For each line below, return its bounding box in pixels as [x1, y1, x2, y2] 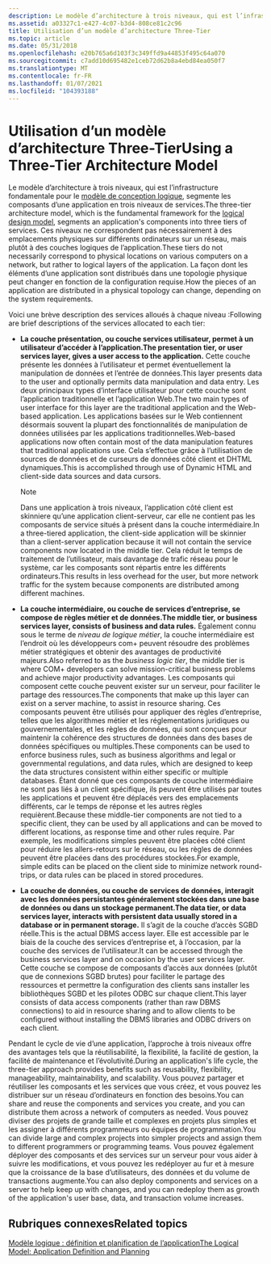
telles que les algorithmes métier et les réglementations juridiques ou [19, 716, 250, 725]
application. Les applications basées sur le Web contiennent [43, 411, 244, 421]
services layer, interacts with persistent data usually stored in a [19, 912, 238, 922]
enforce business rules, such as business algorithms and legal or [19, 750, 236, 760]
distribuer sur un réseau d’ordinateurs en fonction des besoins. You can [8, 1090, 244, 1100]
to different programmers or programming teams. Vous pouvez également [8, 1142, 254, 1152]
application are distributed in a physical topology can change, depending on [8, 286, 261, 296]
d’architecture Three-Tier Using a [8, 139, 234, 157]
